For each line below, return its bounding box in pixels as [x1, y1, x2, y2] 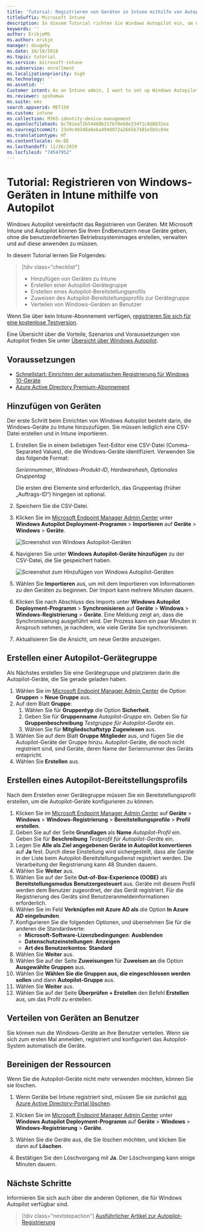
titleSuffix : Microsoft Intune [7, 14, 86, 21]
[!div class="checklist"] [21, 263, 80, 271]
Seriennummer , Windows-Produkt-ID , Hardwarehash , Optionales [15, 466, 178, 473]
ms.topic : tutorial [7, 54, 56, 60]
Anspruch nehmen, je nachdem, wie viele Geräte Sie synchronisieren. [15, 624, 189, 631]
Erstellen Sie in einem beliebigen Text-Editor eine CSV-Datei [15, 441, 165, 449]
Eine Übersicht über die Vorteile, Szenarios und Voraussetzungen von [7, 330, 180, 338]
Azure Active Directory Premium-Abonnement [15, 383, 130, 391]
